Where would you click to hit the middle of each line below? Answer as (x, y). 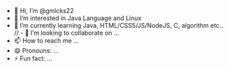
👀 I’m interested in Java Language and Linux (78, 18)
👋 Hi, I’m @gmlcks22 (44, 11)
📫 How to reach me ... (46, 41)
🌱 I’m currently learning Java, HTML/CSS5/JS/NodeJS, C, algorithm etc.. (118, 25)
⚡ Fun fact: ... (33, 58)
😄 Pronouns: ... (36, 51)
